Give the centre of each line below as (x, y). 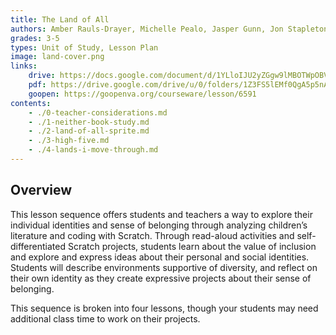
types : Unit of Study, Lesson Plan (84, 47)
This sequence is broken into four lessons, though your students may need (164, 308)
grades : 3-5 (35, 38)
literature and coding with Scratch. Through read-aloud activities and (152, 235)
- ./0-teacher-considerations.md (98, 112)
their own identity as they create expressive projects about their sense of (161, 278)
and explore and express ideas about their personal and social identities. (160, 257)
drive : (42, 76)
